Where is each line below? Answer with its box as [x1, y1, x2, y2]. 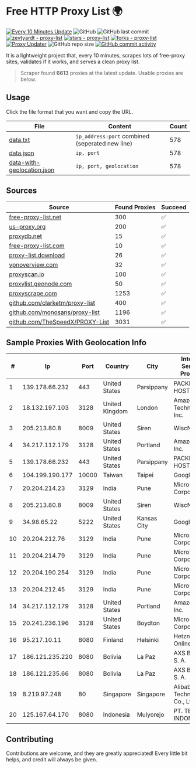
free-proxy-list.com [9, 241, 65, 250]
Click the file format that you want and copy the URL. [6, 108, 133, 115]
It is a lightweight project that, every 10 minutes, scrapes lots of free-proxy [6, 52, 185, 59]
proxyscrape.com [9, 289, 57, 297]
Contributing [6, 734, 54, 744]
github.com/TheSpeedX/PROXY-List [9, 318, 110, 326]
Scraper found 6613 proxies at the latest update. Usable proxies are [20, 69, 184, 76]
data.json [9, 149, 34, 157]
